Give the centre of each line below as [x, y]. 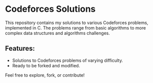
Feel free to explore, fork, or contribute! [45, 75]
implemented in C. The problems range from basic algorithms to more [76, 28]
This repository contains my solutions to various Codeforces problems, [77, 23]
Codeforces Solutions [50, 9]
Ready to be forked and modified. [46, 65]
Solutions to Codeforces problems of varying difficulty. [68, 60]
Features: [20, 48]
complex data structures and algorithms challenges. [58, 33]
